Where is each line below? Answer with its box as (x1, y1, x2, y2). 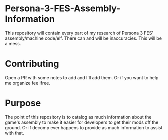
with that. (5, 130, 24, 136)
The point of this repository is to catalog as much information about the (5, 114, 152, 120)
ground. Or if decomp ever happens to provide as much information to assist (5, 124, 163, 130)
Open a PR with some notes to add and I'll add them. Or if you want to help (5, 74, 159, 80)
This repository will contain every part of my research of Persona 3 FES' (5, 30, 154, 36)
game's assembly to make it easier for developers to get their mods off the (5, 119, 159, 125)
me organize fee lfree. (5, 80, 51, 86)
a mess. (5, 40, 21, 46)
